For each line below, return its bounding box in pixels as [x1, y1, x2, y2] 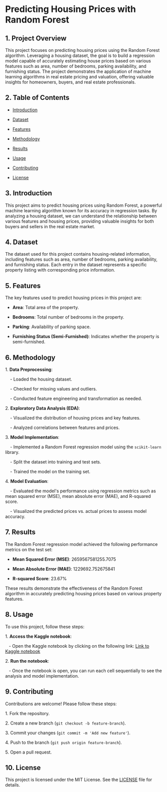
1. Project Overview [5, 34, 67, 42]
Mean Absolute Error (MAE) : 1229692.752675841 [12, 566, 115, 572]
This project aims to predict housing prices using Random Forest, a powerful [5, 202, 162, 208]
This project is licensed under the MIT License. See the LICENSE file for [5, 777, 153, 783]
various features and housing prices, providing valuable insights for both [5, 218, 155, 224]
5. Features [5, 281, 41, 290]
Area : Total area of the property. [12, 305, 79, 311]
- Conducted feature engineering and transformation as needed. [9, 396, 143, 401]
